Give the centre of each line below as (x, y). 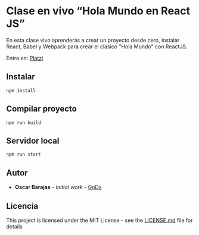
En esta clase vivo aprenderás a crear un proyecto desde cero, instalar (93, 40)
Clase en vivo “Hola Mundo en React (98, 11)
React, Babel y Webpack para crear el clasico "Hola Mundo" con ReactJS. (97, 47)
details (14, 227)
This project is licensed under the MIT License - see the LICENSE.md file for (99, 220)
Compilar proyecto (42, 109)
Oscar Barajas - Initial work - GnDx (58, 187)
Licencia (22, 206)
